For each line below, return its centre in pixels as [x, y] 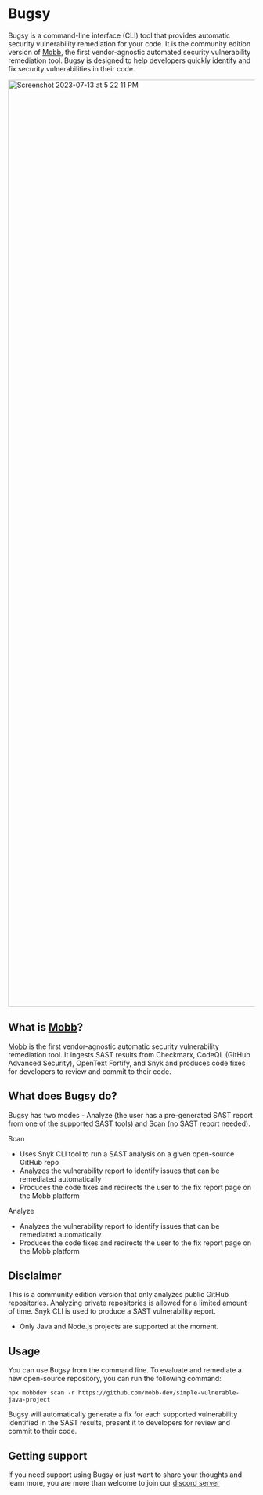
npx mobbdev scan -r [42, 1393]
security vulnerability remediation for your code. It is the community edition [130, 43]
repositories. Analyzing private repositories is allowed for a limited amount [128, 1303]
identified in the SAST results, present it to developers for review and [119, 1423]
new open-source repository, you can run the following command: [115, 1379]
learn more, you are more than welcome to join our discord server [114, 1483]
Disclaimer [35, 1275]
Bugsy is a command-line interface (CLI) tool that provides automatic [119, 35]
